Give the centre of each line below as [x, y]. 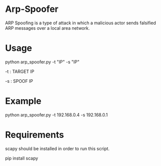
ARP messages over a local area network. [47, 28]
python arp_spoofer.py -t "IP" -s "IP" [42, 62]
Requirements [35, 135]
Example [23, 101]
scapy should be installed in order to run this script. [57, 148]
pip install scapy [22, 158]
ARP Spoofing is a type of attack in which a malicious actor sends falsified [81, 23]
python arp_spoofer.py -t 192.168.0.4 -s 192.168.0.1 [56, 114]
